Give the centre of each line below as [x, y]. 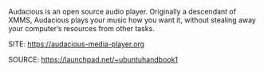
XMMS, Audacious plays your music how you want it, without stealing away [132, 20]
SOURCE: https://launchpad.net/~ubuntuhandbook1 [93, 60]
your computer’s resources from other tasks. [82, 28]
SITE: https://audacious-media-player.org [77, 44]
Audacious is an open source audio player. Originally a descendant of [122, 12]
